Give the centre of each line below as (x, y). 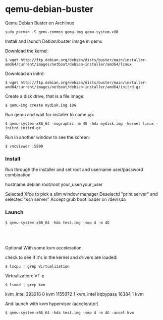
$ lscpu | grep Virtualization (37, 266)
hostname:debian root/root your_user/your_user (54, 184)
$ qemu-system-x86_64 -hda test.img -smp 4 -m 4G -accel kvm (70, 313)
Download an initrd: (25, 74)
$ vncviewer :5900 (24, 146)
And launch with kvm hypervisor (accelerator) (52, 304)
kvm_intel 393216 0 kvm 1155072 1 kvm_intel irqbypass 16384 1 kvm (75, 294)
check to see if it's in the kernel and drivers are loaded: (61, 257)
